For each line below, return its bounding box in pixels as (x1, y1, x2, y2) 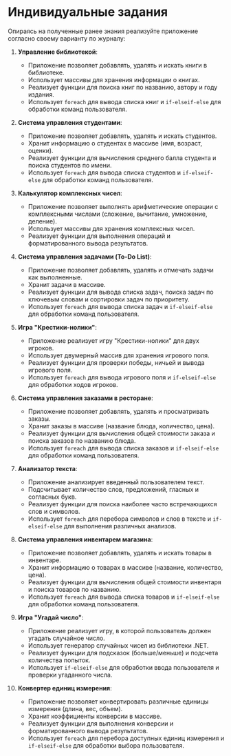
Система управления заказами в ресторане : (17, 394, 153, 402)
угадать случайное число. (27, 634, 105, 642)
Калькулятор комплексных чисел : (17, 189, 122, 197)
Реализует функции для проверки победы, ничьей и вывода (27, 358, 205, 366)
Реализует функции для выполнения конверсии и (27, 719, 174, 728)
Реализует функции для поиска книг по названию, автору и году (27, 83, 218, 91)
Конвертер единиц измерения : (17, 684, 112, 692)
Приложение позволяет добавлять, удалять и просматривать (27, 407, 210, 415)
